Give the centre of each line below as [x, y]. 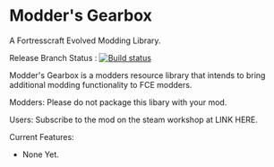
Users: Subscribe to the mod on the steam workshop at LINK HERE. [133, 119]
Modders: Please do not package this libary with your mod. [118, 102]
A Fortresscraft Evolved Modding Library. [85, 40]
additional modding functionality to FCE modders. [101, 84]
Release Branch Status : [53, 57]
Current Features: [42, 136]
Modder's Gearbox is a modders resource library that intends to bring [137, 75]
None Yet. [41, 154]
